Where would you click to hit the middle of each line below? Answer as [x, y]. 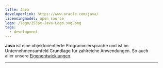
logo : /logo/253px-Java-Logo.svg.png [43, 23]
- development [24, 32]
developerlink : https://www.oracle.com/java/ [52, 14]
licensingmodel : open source [34, 18]
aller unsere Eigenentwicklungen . [38, 56]
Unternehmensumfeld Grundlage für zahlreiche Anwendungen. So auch [77, 51]
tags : [10, 27]
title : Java [17, 9]
